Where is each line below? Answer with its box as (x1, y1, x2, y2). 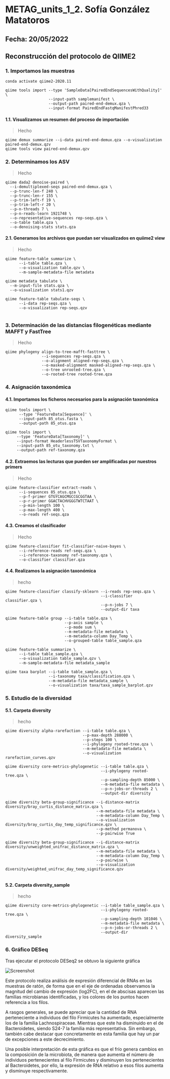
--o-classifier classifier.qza (18, 557, 85, 562)
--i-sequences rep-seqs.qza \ (41, 354, 106, 359)
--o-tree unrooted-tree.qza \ (41, 367, 106, 373)
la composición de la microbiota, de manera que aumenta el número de (5, 1051, 154, 1058)
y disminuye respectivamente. (5, 1067, 69, 1074)
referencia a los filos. (5, 999, 49, 1005)
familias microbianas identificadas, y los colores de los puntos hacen (5, 993, 149, 1000)
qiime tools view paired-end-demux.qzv (5, 146, 90, 151)
